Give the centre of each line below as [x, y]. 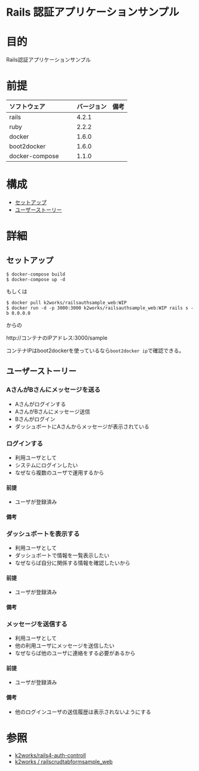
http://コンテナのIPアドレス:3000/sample [57, 338]
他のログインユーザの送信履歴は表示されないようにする [83, 712]
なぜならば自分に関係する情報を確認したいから [72, 563]
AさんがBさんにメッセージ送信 [53, 412]
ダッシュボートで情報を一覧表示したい [62, 555]
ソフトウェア [27, 107]
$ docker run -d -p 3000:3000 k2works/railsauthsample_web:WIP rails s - [100, 308]
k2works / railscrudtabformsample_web [64, 761]
